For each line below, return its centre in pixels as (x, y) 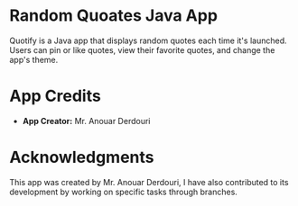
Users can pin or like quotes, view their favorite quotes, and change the (142, 49)
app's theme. (34, 59)
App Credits (55, 96)
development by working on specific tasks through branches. (123, 192)
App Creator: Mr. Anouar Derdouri (86, 121)
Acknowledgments (82, 157)
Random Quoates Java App (114, 16)
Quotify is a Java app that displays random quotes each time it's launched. (148, 40)
